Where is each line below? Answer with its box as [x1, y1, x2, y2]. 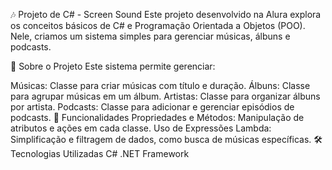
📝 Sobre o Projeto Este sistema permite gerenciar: [10, 60, 216, 72]
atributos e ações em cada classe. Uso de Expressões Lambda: [10, 122, 272, 134]
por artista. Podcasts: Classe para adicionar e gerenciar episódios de [10, 101, 295, 113]
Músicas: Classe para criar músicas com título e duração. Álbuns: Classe [10, 80, 311, 91]
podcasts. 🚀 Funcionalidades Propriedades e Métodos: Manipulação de [10, 112, 305, 123]
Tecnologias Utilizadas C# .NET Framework [10, 148, 190, 159]
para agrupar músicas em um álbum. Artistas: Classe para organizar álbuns [10, 90, 321, 102]
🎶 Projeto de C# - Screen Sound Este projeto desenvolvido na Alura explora [10, 9, 322, 20]
